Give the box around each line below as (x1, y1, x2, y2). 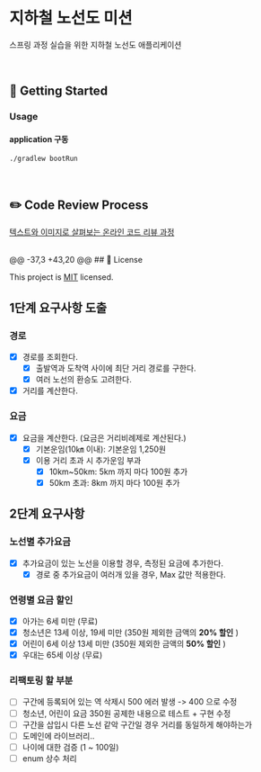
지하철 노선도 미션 (9, 8, 133, 29)
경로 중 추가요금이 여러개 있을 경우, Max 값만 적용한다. (35, 569, 226, 579)
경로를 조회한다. (22, 351, 78, 362)
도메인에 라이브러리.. (22, 730, 95, 741)
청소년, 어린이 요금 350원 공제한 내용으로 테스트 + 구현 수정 (22, 707, 231, 719)
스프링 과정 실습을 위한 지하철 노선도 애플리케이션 (9, 39, 182, 49)
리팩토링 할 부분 (9, 675, 74, 687)
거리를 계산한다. (22, 385, 78, 396)
